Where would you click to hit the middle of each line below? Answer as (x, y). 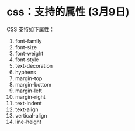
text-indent (28, 103)
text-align (27, 109)
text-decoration (34, 65)
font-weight (29, 53)
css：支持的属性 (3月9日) (68, 12)
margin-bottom (33, 84)
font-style (27, 60)
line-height (28, 122)
